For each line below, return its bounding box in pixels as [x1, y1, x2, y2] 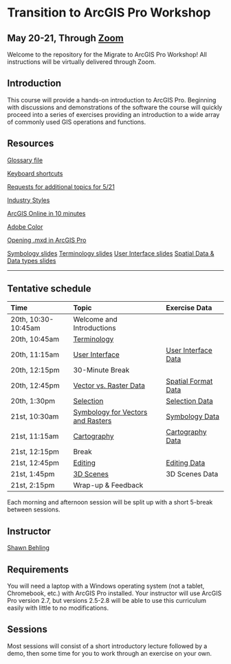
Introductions [73, 323, 116, 333]
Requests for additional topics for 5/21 [7, 182, 115, 190]
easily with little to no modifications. [7, 604, 109, 612]
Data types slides [7, 256, 56, 265]
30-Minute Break [73, 366, 130, 375]
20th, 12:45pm [10, 381, 60, 390]
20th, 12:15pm [10, 366, 60, 375]
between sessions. [7, 505, 60, 513]
